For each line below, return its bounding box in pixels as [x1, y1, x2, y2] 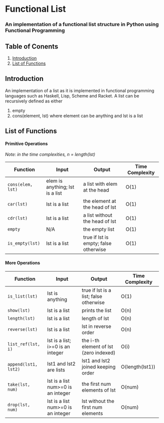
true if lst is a [82, 287, 111, 294]
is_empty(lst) [7, 241, 41, 246]
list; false [82, 293, 102, 299]
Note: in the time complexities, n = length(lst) [5, 151, 96, 157]
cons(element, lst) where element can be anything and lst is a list [12, 113, 143, 119]
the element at [83, 198, 116, 204]
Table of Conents [5, 42, 59, 50]
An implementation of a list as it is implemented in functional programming [5, 87, 155, 94]
